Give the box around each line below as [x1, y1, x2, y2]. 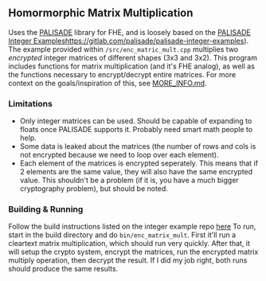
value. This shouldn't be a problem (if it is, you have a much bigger [19, 175, 239, 185]
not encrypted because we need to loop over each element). [19, 150, 219, 160]
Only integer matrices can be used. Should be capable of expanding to [19, 116, 252, 126]
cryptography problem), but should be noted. [19, 184, 169, 193]
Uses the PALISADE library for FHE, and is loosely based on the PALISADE [8, 27, 251, 37]
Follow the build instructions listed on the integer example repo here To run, [8, 222, 256, 232]
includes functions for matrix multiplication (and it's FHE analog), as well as [8, 61, 255, 71]
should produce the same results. [8, 264, 119, 274]
